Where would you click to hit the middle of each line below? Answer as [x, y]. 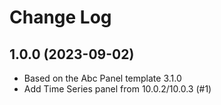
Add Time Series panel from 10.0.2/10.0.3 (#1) [117, 89]
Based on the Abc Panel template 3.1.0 [102, 78]
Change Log [60, 17]
